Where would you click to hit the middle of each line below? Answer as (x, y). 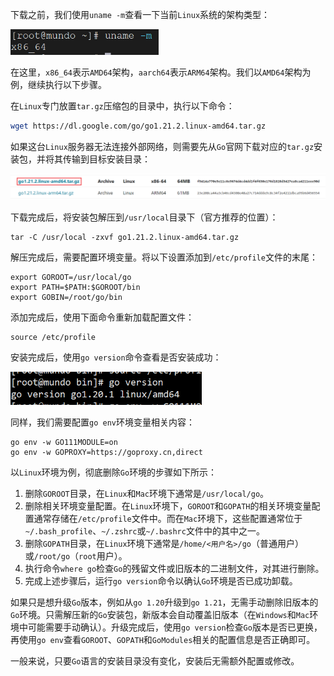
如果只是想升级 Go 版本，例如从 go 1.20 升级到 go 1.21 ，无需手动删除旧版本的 (164, 602)
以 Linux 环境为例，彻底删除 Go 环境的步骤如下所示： (114, 472)
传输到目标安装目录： (106, 159)
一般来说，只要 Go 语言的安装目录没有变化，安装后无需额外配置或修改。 (155, 661)
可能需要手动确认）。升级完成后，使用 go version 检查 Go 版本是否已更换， (175, 627)
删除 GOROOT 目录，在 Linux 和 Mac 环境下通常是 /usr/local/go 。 (147, 494)
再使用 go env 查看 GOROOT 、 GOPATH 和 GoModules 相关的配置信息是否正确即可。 (163, 640)
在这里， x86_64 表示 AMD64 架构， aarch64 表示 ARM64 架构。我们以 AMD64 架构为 (161, 72)
